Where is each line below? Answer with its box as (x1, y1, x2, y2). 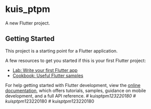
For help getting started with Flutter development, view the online (5, 82, 141, 88)
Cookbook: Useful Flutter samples (12, 72, 84, 78)
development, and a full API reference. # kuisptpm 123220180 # (5, 92, 136, 98)
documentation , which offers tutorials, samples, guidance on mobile (5, 87, 146, 93)
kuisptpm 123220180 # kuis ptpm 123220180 (5, 98, 95, 104)
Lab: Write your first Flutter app (12, 67, 78, 73)
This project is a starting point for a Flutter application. (5, 47, 118, 53)
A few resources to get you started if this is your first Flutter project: (5, 57, 146, 63)
